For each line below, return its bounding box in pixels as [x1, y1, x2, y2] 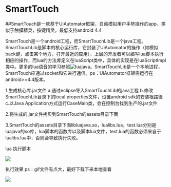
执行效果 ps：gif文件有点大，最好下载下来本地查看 [5, 166, 112, 172]
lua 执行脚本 [5, 146, 31, 152]
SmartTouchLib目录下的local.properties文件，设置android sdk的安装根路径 [5, 93, 163, 100]
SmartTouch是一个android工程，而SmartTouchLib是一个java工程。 [5, 38, 146, 44]
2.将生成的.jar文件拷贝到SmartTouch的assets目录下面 [5, 111, 119, 117]
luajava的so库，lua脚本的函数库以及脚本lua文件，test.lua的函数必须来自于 [5, 128, 162, 134]
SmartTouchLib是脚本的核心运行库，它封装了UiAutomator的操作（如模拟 [5, 44, 159, 50]
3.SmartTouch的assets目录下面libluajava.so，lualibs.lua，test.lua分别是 [5, 121, 157, 128]
